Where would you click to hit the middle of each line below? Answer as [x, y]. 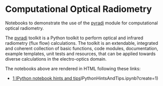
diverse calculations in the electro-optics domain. [56, 59]
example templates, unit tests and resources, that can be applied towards [81, 54]
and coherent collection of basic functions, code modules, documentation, [82, 48]
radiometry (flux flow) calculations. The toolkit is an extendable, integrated [82, 43]
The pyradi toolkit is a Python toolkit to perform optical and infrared [74, 38]
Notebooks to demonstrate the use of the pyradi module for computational [81, 23]
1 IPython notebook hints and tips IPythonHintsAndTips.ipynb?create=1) [85, 78]
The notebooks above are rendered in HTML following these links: [73, 69]
